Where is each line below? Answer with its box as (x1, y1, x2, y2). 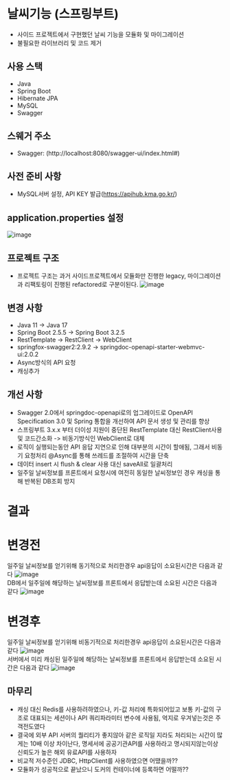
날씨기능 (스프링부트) (7, 6, 119, 22)
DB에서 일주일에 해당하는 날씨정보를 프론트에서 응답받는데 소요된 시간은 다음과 (7, 578, 218, 587)
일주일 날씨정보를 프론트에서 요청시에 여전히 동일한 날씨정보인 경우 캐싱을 (16, 468, 214, 477)
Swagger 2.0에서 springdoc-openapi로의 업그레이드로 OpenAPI (16, 408, 194, 416)
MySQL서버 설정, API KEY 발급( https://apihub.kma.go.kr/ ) (16, 190, 177, 198)
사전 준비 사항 (7, 170, 62, 182)
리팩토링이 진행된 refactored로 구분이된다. (24, 281, 139, 288)
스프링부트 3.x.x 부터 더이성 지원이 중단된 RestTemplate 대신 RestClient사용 (16, 425, 222, 434)
